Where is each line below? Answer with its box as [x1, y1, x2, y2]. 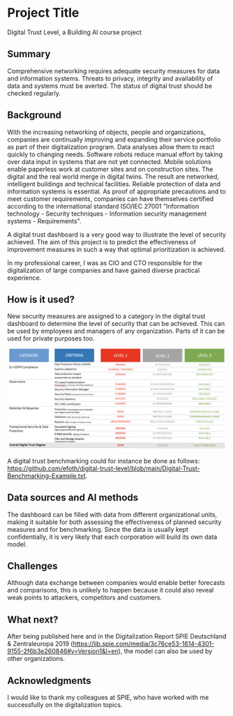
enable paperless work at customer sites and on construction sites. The [7, 165, 213, 173]
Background [7, 110, 61, 121]
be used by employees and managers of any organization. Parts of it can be [7, 327, 225, 336]
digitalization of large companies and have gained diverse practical [7, 266, 200, 274]
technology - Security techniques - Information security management [7, 209, 207, 218]
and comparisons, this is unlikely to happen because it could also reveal [7, 586, 214, 595]
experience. [7, 274, 42, 282]
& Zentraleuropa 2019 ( [7, 640, 73, 648]
